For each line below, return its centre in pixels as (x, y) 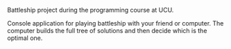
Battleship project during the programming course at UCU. (91, 10)
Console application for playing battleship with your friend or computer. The (115, 23)
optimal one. (25, 38)
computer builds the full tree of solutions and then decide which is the (107, 31)
